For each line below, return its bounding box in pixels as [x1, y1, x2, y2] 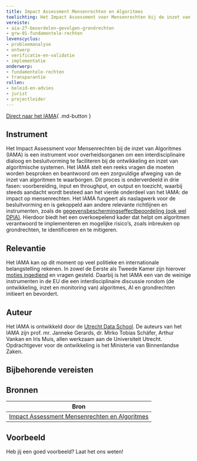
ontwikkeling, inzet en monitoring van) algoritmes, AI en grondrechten [6, 284, 175, 291]
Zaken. [6, 348, 23, 355]
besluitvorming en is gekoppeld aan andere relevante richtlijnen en [6, 201, 168, 208]
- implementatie [6, 58, 46, 64]
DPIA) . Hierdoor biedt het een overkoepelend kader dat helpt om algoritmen [6, 214, 190, 221]
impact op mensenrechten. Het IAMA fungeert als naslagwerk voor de [6, 195, 176, 202]
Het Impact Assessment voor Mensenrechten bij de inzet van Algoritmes [6, 145, 182, 152]
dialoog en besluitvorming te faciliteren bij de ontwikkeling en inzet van [6, 157, 178, 165]
